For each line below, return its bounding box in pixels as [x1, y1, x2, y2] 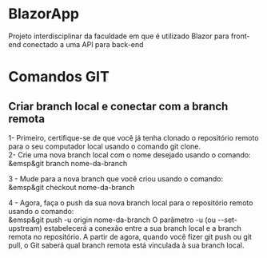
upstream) [8, 223, 42, 232]
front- [230, 31, 250, 41]
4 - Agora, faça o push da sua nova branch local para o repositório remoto [8, 197, 253, 208]
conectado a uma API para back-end [22, 39, 144, 49]
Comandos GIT [8, 68, 110, 86]
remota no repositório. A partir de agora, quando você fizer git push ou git [8, 232, 252, 241]
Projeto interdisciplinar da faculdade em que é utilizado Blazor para [8, 31, 229, 41]
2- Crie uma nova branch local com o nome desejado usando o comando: [8, 149, 251, 160]
